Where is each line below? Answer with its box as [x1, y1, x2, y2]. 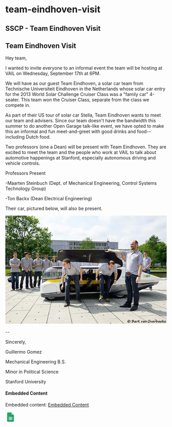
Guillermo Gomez [5, 348, 42, 355]
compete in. [5, 102, 31, 108]
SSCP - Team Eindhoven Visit [5, 24, 101, 33]
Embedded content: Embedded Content [5, 401, 89, 407]
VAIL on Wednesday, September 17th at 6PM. [5, 70, 101, 76]
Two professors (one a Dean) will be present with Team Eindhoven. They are [5, 144, 166, 150]
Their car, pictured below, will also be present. [5, 205, 103, 211]
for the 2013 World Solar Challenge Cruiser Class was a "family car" [5, 91, 148, 98]
